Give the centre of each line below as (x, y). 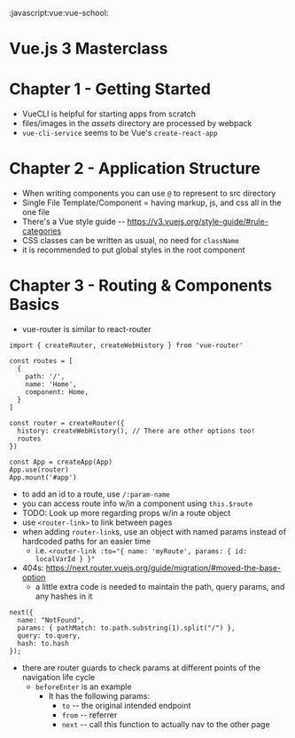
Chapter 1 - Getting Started (110, 89)
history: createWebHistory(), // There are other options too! (136, 431)
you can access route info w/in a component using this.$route (137, 504)
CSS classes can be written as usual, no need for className (130, 241)
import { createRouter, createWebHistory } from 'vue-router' (126, 345)
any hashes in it (64, 596)
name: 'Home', (51, 385)
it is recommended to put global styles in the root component (133, 250)
